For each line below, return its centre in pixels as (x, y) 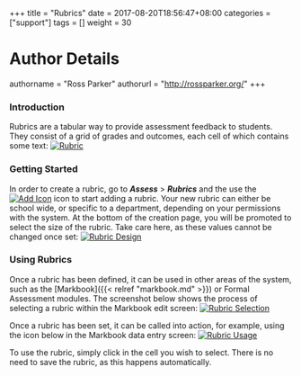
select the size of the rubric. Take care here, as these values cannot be (141, 227)
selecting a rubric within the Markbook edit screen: (104, 308)
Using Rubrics (41, 260)
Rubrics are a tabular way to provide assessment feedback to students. (141, 127)
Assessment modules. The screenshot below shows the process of (133, 298)
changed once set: (44, 237)
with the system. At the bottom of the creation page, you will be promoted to (150, 217)
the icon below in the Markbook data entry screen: (103, 335)
